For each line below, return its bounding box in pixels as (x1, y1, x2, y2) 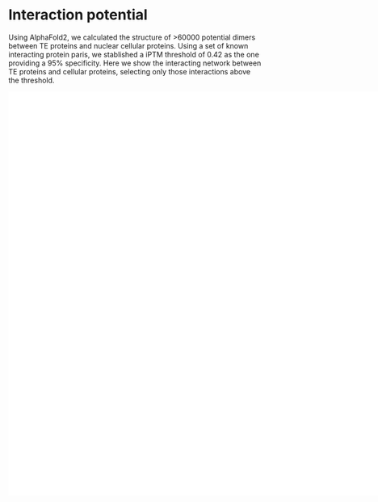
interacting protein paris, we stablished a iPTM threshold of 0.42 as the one (8, 49, 260, 59)
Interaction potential (8, 6, 148, 24)
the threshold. (8, 75, 55, 85)
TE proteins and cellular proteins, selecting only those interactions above (8, 66, 251, 76)
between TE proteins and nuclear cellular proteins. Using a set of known (8, 40, 249, 50)
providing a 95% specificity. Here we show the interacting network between (8, 58, 262, 68)
